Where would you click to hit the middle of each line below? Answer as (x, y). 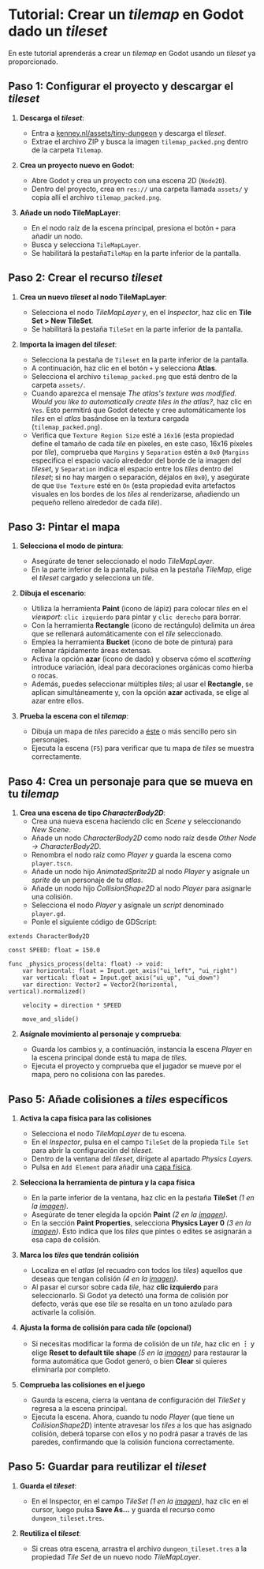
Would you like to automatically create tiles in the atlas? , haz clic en (141, 401)
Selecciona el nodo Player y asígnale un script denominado (128, 905)
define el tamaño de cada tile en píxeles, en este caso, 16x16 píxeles (142, 443)
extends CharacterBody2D (49, 937)
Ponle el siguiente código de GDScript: (94, 922)
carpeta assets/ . (58, 385)
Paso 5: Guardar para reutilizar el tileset (107, 1467)
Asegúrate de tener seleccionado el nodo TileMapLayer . (123, 561)
